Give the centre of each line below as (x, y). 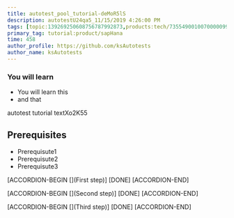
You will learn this (42, 92)
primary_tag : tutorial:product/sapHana (65, 33)
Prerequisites (37, 135)
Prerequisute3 (38, 166)
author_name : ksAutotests (45, 53)
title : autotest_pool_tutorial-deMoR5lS (67, 14)
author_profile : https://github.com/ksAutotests (79, 46)
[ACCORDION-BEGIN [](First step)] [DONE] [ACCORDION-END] (98, 180)
